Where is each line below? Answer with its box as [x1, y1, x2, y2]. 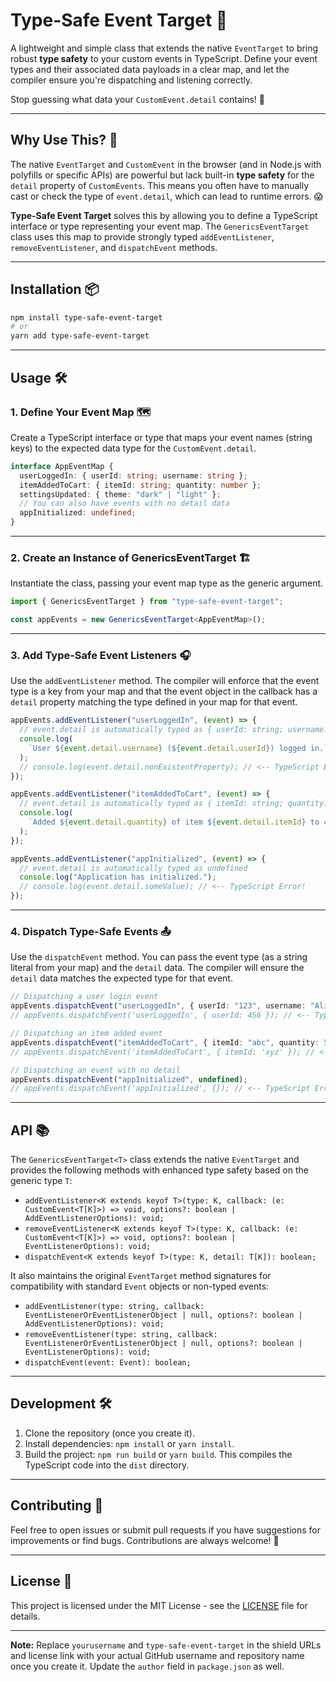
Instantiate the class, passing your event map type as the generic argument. [10, 577, 324, 589]
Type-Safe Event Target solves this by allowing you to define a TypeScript [10, 209, 318, 221]
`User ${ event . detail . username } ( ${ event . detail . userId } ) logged [28, 743, 307, 753]
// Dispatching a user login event [10, 992, 159, 1002]
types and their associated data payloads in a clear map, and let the [10, 63, 290, 75]
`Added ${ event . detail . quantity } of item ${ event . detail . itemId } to [28, 817, 320, 828]
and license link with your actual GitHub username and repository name [10, 1649, 305, 1661]
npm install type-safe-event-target [10, 312, 163, 323]
